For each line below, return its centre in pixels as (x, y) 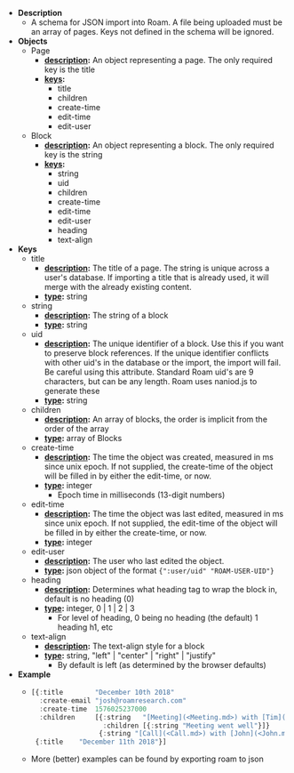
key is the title (70, 69)
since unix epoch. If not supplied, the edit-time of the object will (161, 523)
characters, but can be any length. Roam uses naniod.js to (151, 381)
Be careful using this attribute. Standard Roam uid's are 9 (149, 372)
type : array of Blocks (83, 438)
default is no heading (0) (89, 599)
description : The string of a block (106, 315)
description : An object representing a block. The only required (159, 145)
